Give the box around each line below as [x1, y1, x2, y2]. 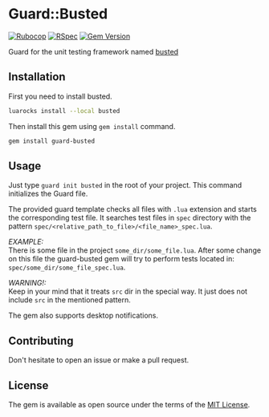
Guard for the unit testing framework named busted [8, 47, 179, 56]
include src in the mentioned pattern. [8, 295, 131, 305]
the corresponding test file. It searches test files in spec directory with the [8, 213, 251, 223]
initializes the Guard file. [8, 189, 88, 199]
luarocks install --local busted [8, 107, 120, 115]
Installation [8, 70, 66, 84]
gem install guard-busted [8, 137, 95, 145]
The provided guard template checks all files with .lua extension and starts [8, 204, 257, 214]
